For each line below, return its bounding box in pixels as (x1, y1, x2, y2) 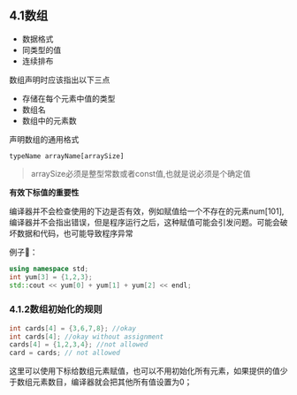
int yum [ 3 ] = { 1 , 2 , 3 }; (9, 272, 93, 281)
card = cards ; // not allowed (9, 348, 121, 358)
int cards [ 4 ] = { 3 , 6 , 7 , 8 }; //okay (9, 323, 137, 333)
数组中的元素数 (21, 115, 77, 125)
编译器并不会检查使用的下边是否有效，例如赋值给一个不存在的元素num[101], (9, 206, 285, 216)
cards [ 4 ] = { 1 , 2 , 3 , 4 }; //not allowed (9, 340, 148, 349)
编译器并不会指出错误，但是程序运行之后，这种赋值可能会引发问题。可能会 (9, 216, 280, 227)
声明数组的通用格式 (9, 133, 80, 144)
